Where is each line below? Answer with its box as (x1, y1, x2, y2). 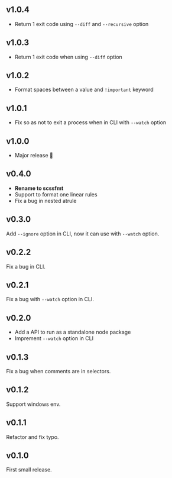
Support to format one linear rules (14, 190, 98, 198)
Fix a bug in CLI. (6, 263, 46, 270)
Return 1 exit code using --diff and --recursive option (14, 20, 149, 27)
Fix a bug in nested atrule (14, 197, 77, 204)
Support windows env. (6, 401, 61, 408)
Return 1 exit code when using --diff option (14, 53, 122, 60)
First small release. (6, 466, 52, 473)
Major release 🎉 (14, 152, 53, 159)
